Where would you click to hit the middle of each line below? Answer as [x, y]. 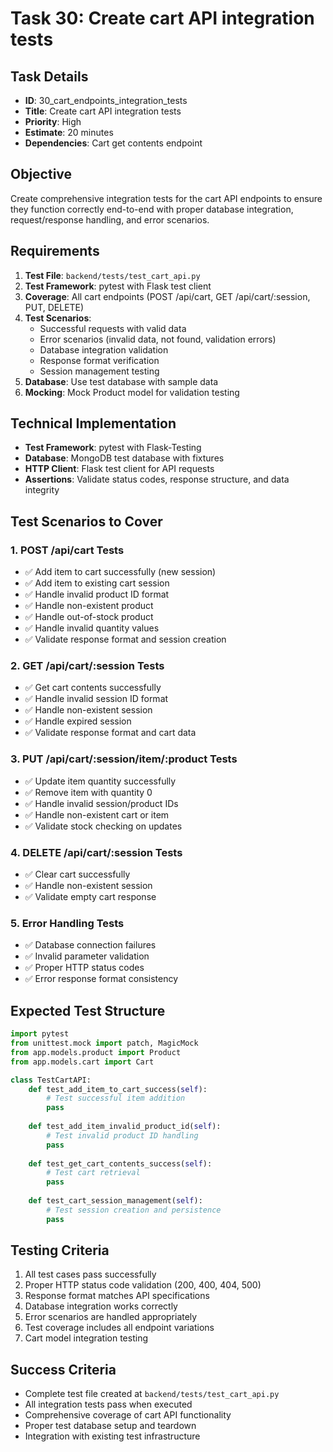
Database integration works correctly [101, 1306]
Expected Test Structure [88, 1010]
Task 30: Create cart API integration [162, 18]
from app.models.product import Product [96, 1052]
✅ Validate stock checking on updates [103, 826]
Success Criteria [63, 1369]
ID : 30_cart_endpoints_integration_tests [106, 100]
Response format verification [99, 360]
